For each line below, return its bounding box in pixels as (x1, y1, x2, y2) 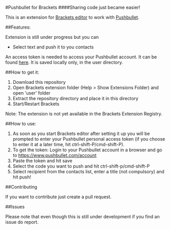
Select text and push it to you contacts (12, 44, 94, 50)
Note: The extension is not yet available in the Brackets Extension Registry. (5, 111, 162, 117)
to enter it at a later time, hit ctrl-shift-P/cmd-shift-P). (12, 142, 125, 147)
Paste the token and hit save (12, 158, 72, 164)
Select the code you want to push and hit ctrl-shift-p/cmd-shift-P (12, 163, 150, 169)
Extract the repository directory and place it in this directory (12, 96, 139, 101)
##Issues (5, 204, 25, 210)
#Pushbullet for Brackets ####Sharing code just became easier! (5, 5, 140, 10)
